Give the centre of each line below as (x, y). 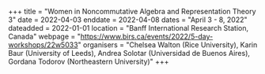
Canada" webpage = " (45, 36)
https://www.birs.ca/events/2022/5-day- (147, 36)
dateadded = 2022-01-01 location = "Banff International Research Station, (129, 28)
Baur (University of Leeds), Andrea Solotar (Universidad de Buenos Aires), (129, 53)
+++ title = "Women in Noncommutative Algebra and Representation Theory (132, 11)
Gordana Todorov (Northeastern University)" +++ (89, 61)
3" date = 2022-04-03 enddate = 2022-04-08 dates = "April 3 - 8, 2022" (128, 20)
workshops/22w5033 (43, 45)
